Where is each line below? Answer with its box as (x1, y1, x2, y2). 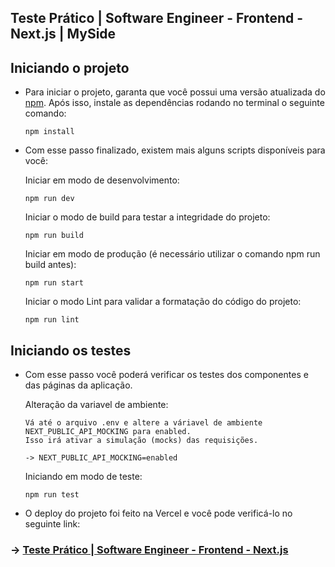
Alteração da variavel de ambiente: (24, 399, 169, 411)
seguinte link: (24, 518, 81, 530)
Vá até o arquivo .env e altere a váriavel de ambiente (24, 418, 263, 428)
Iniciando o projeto (10, 59, 130, 76)
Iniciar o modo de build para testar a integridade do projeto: (24, 211, 271, 223)
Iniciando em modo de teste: (24, 471, 143, 483)
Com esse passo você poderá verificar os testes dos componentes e (24, 369, 309, 381)
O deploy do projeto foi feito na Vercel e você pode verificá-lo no (24, 507, 293, 520)
